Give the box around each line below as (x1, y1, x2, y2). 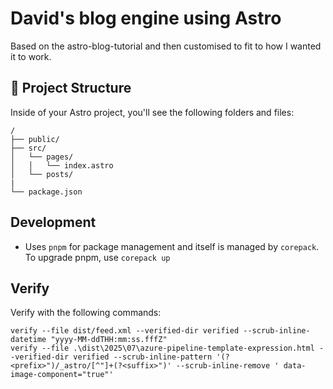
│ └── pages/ (10, 152, 74, 162)
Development (10, 214, 97, 231)
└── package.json (10, 187, 83, 197)
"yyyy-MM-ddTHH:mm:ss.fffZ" (50, 335, 168, 345)
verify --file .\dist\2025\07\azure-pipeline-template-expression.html (10, 343, 315, 354)
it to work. (10, 50, 52, 62)
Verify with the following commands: (10, 307, 162, 319)
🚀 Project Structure (10, 80, 132, 97)
